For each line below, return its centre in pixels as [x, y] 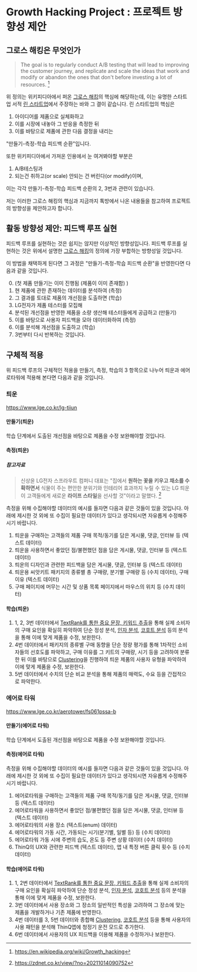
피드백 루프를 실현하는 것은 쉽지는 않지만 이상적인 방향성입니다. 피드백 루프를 [94, 244]
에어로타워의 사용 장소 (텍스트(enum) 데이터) [66, 825]
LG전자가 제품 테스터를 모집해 [49, 305]
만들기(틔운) [20, 422]
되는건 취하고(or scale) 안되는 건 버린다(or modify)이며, [79, 176]
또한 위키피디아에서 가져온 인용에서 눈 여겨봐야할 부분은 [69, 156]
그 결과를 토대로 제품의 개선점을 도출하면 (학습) [68, 298]
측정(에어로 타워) [26, 754]
